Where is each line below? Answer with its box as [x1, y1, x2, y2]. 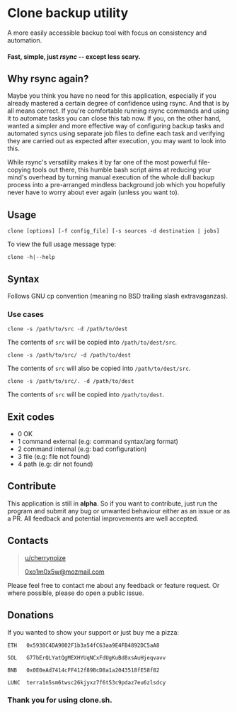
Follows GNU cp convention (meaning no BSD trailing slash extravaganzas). [7, 291, 229, 300]
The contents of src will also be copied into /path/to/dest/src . [7, 364, 191, 373]
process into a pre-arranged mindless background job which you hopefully [7, 181, 226, 189]
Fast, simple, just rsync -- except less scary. [7, 52, 141, 61]
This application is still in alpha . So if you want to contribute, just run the [7, 499, 218, 508]
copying [7, 165, 31, 174]
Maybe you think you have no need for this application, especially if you [7, 91, 217, 100]
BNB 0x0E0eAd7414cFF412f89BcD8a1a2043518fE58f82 [7, 667, 160, 674]
